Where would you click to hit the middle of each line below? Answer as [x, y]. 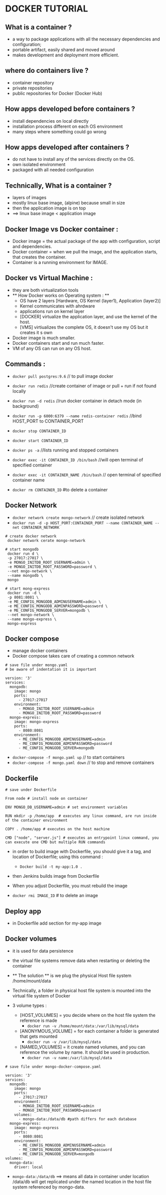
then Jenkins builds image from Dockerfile [56, 876]
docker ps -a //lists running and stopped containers [65, 450]
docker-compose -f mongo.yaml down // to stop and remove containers [83, 763]
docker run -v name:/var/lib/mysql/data [70, 1058]
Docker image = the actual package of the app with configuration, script [86, 241]
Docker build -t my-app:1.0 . [51, 867]
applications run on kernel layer [52, 311]
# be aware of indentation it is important [51, 670]
